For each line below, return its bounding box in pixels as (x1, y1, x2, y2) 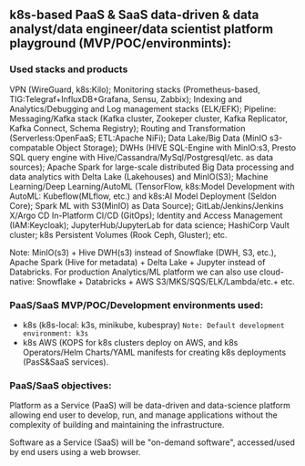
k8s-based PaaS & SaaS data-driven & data (9, 7, 259, 23)
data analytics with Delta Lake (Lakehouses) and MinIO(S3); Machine (9, 171, 269, 181)
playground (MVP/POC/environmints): (9, 36, 232, 51)
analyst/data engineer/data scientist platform (9, 22, 274, 37)
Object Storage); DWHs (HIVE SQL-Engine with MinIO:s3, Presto (56, 141, 297, 153)
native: (9, 275, 35, 286)
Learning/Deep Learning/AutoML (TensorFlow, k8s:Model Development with (9, 181, 295, 192)
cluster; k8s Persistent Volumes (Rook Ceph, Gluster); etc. (9, 229, 228, 240)
